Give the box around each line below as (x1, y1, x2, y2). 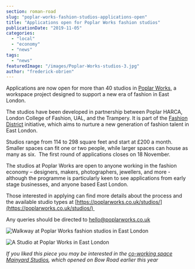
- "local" (11, 36, 35, 42)
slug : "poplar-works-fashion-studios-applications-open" (6, 14, 148, 20)
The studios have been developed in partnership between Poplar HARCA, (6, 108, 183, 115)
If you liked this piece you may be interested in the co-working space (6, 250, 173, 257)
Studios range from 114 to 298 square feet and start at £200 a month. (6, 138, 173, 145)
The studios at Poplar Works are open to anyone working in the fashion (6, 162, 177, 169)
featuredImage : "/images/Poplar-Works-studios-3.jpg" (6, 63, 140, 69)
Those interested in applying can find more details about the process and (6, 192, 183, 199)
